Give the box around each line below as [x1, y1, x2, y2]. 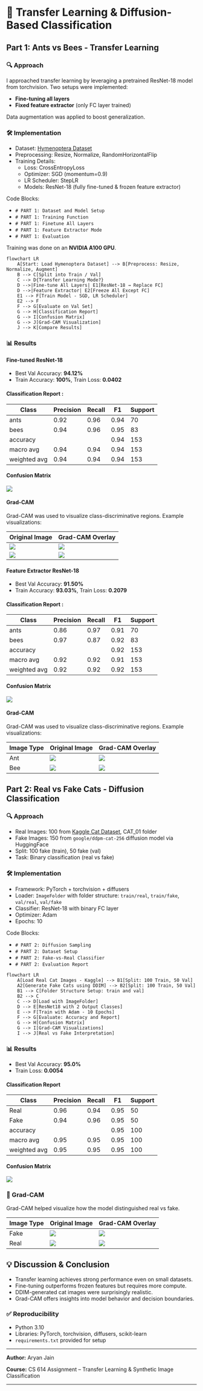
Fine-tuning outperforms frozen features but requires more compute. [14, 1282, 187, 1289]
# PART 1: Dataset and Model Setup [14, 208, 105, 214]
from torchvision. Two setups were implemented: [6, 83, 128, 90]
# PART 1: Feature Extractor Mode [14, 227, 102, 234]
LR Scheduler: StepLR [24, 177, 79, 184]
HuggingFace [14, 841, 49, 848]
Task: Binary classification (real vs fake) [14, 854, 115, 861]
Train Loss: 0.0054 [14, 1067, 63, 1074]
